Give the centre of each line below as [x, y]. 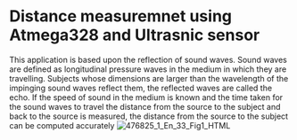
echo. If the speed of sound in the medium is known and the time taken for [146, 97]
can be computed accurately [62, 125]
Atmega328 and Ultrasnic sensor [135, 35]
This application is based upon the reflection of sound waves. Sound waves [148, 59]
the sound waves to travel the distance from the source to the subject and [145, 106]
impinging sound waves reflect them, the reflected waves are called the [141, 88]
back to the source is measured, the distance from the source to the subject [148, 116]
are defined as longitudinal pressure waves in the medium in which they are [148, 69]
